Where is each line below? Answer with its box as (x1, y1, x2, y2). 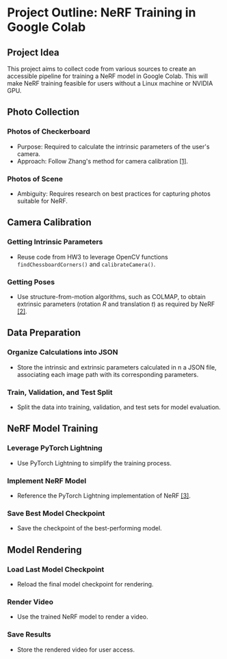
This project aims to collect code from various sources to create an (7, 65, 196, 73)
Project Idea (7, 47, 59, 58)
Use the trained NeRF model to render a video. (16, 612, 148, 621)
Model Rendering (7, 544, 82, 556)
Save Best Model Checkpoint (7, 508, 105, 518)
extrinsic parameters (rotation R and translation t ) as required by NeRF (16, 300, 215, 308)
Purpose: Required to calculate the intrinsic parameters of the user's (16, 142, 210, 151)
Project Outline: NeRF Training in (7, 5, 196, 21)
